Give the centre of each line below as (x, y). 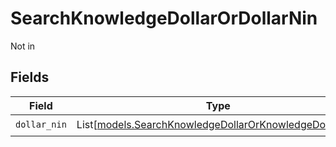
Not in (23, 46)
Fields (30, 77)
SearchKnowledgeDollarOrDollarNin (164, 18)
